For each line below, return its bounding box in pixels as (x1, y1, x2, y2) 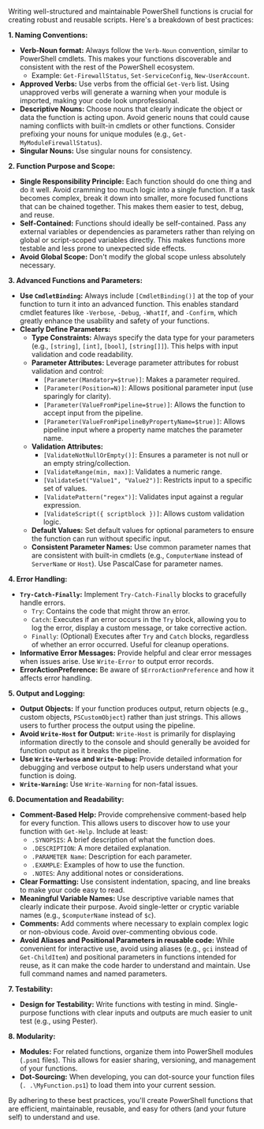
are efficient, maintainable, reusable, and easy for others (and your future (8, 1104, 247, 1113)
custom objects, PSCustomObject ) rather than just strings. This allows (19, 713, 242, 721)
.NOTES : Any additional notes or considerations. (31, 869, 184, 877)
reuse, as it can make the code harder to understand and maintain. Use (19, 961, 251, 970)
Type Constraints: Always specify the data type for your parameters (31, 333, 255, 342)
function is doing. (19, 771, 77, 780)
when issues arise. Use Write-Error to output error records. (19, 657, 214, 665)
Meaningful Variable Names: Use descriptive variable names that (19, 894, 234, 903)
